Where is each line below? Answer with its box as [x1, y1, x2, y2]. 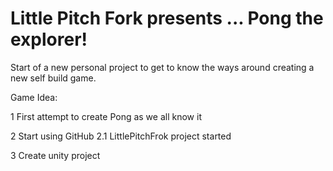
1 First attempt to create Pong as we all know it [10, 110, 202, 122]
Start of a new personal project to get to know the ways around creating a [10, 61, 315, 73]
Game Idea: [10, 91, 58, 103]
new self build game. [10, 72, 97, 84]
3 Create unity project [10, 149, 101, 161]
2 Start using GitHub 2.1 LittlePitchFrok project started [10, 130, 232, 142]
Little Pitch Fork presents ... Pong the [10, 7, 324, 30]
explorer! [10, 28, 88, 51]
